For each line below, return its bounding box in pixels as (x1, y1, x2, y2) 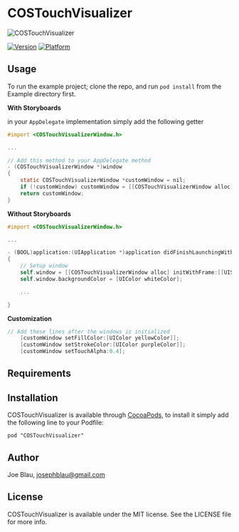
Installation (7, 392, 58, 404)
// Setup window (20, 262, 69, 270)
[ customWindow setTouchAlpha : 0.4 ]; (20, 348, 126, 355)
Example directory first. (7, 89, 76, 98)
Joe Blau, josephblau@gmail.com (7, 471, 105, 479)
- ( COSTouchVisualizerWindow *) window (7, 163, 122, 170)
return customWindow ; (20, 190, 84, 197)
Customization (7, 314, 52, 322)
